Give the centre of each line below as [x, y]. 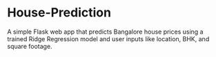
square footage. [30, 46]
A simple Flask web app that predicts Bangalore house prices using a [105, 32]
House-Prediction [59, 13]
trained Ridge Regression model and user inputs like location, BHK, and [108, 38]
